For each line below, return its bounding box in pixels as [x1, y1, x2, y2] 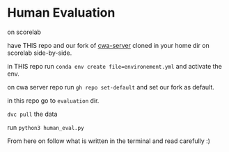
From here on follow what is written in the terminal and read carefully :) [7, 137, 211, 145]
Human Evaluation [7, 5, 116, 21]
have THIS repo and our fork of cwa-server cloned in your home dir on [7, 41, 210, 49]
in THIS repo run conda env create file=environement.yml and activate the [7, 62, 223, 70]
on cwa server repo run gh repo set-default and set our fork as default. [7, 83, 214, 91]
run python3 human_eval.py [7, 123, 85, 131]
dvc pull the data [7, 110, 58, 118]
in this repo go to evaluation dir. [7, 96, 100, 105]
